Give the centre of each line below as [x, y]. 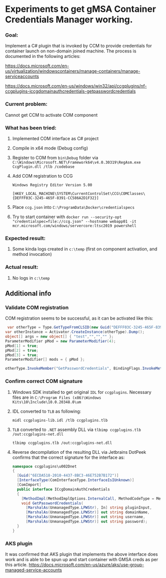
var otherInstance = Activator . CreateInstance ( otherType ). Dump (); [75, 332]
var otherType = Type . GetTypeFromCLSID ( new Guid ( [59, 328]
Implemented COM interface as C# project [55, 139]
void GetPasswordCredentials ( [52, 503]
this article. [17, 565]
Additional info [28, 294]
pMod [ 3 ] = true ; [22, 355]
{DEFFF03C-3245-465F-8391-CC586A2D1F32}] [55, 198]
